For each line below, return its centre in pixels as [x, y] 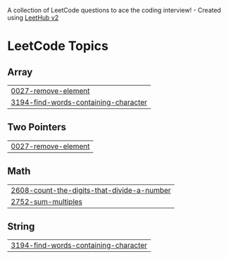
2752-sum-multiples [47, 201]
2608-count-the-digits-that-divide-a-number [91, 190]
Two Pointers [37, 127]
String [21, 227]
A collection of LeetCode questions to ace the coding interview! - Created [114, 10]
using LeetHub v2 [33, 18]
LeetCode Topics [58, 46]
